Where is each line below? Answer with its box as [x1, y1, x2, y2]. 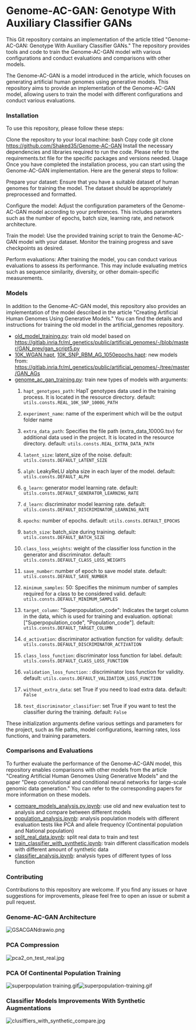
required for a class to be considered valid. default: [23, 590, 147, 597]
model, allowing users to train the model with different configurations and [6, 91, 183, 98]
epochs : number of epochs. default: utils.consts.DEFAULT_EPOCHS [23, 517, 180, 524]
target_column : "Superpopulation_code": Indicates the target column [23, 606, 189, 613]
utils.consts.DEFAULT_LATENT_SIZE [23, 457, 108, 463]
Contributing [6, 873, 43, 881]
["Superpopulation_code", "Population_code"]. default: [23, 618, 155, 626]
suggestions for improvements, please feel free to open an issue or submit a [6, 893, 190, 900]
